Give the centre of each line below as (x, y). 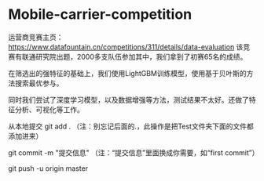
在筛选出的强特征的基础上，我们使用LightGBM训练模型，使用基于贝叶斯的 (128, 73)
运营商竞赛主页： (36, 37)
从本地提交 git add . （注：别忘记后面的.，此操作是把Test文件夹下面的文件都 (131, 126)
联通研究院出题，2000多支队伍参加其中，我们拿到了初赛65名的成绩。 (134, 56)
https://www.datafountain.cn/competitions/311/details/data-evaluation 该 (126, 47)
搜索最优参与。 (39, 83)
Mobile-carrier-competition (100, 14)
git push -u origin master (48, 168)
